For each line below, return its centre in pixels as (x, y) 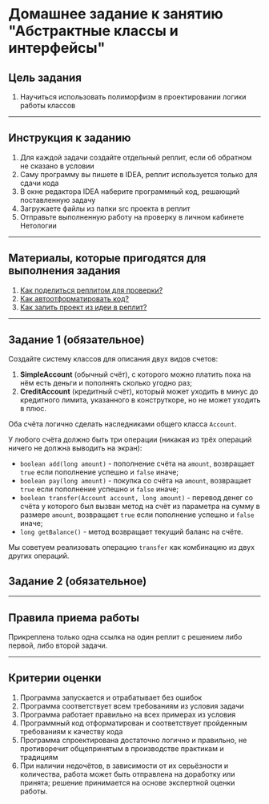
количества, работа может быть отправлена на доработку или (127, 774)
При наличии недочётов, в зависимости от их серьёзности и (124, 766)
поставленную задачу (58, 200)
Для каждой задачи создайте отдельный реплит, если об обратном (136, 157)
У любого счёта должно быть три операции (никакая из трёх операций (130, 440)
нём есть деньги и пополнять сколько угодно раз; (106, 383)
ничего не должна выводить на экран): (75, 448)
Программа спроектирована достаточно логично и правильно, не (133, 740)
